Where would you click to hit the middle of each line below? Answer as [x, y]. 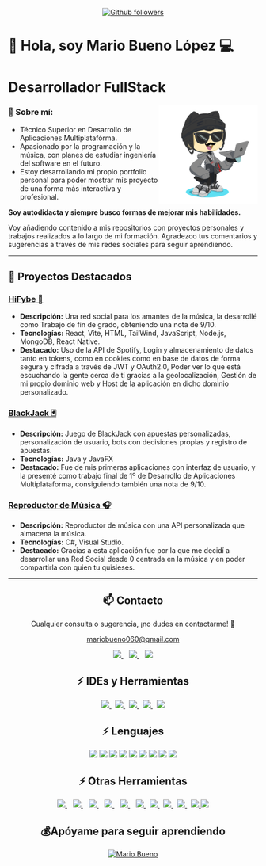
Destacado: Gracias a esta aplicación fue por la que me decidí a [125, 550]
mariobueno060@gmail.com [133, 639]
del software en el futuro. [61, 163]
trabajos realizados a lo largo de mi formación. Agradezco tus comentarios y [133, 236]
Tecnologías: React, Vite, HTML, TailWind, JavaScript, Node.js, [123, 334]
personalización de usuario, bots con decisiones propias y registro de [133, 442]
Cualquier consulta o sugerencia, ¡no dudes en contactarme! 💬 [133, 624]
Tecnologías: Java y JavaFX [66, 459]
